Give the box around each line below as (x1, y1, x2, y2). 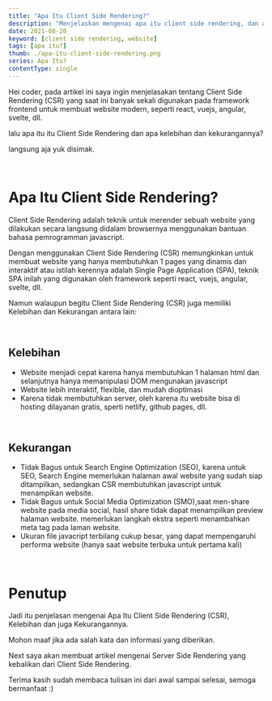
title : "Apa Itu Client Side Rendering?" (8, 11, 151, 20)
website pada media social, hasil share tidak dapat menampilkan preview (19, 506, 264, 515)
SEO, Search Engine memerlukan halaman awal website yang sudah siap (19, 471, 263, 481)
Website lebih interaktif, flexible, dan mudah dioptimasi (19, 384, 203, 394)
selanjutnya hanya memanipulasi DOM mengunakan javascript (19, 376, 228, 386)
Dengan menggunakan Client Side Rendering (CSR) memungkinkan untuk (8, 248, 254, 258)
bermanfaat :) (8, 684, 54, 694)
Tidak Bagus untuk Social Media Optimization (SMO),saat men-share (19, 497, 250, 507)
